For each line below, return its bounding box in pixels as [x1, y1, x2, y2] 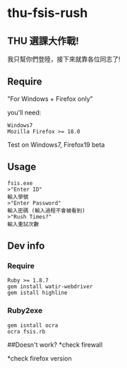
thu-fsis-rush [7, 5, 88, 21]
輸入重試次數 [7, 220, 40, 227]
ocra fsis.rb [7, 328, 46, 335]
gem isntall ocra [7, 321, 59, 329]
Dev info [7, 240, 45, 252]
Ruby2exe [7, 306, 43, 316]
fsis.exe [7, 179, 33, 186]
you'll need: [7, 108, 42, 117]
